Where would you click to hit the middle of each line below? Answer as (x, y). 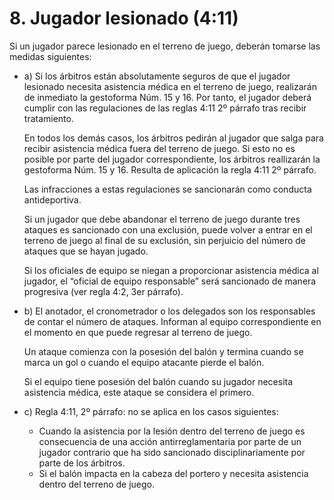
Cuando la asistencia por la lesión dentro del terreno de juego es (172, 431)
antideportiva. (52, 199)
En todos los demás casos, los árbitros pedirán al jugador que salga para (173, 138)
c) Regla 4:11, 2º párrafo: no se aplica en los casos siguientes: (151, 411)
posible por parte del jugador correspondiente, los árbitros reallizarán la (172, 159)
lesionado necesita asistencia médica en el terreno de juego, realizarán (170, 86)
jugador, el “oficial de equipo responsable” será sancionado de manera (170, 281)
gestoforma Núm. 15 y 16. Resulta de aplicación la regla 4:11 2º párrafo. (170, 169)
